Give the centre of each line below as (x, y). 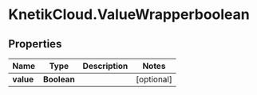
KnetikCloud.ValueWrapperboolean (129, 15)
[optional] (154, 79)
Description (105, 66)
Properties (35, 44)
